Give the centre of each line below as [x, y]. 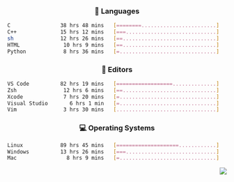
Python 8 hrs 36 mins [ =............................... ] [113, 52]
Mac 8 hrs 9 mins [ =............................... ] [113, 158]
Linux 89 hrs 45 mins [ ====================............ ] [113, 145]
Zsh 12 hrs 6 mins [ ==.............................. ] [113, 90]
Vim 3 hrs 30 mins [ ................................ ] [113, 110]
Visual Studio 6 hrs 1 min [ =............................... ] [113, 103]
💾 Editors [117, 69]
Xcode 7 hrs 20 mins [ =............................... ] [113, 97]
